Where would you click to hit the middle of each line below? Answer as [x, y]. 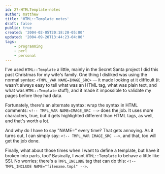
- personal [25, 55]
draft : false [18, 23]
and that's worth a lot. [27, 121]
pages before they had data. [34, 96]
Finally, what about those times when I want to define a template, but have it [82, 150]
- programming [28, 46]
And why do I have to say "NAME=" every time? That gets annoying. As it [79, 131]
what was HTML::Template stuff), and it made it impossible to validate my [78, 90]
